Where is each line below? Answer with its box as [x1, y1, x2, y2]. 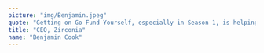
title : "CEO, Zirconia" [8, 26, 86, 34]
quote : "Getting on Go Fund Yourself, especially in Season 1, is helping [8, 19, 258, 26]
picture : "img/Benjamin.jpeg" [8, 11, 108, 19]
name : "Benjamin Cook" [8, 33, 82, 41]
